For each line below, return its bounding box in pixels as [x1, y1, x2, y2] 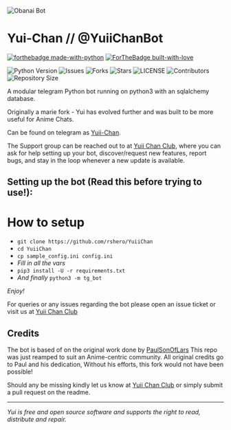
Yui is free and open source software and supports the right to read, [7, 408, 201, 416]
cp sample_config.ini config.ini [16, 253, 113, 260]
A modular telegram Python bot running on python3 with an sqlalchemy [7, 87, 210, 95]
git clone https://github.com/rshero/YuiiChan [16, 238, 153, 245]
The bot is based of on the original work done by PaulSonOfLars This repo [7, 346, 218, 354]
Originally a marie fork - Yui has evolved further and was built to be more [7, 107, 214, 116]
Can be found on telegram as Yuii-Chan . [7, 128, 122, 137]
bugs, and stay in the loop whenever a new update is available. [7, 156, 186, 164]
